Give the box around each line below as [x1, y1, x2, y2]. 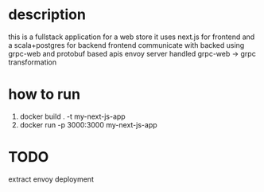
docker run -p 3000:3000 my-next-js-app [19, 120, 157, 129]
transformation [8, 57, 57, 67]
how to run [8, 85, 81, 104]
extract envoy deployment [8, 174, 94, 184]
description [8, 6, 86, 24]
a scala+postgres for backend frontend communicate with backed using [8, 40, 245, 49]
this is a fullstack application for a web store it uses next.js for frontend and [8, 32, 255, 41]
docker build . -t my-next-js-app [19, 112, 126, 121]
